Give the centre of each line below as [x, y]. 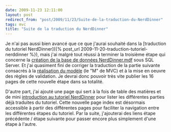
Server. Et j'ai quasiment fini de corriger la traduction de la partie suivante [83, 65]
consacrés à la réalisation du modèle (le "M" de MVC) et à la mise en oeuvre [86, 71]
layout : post [19, 15]
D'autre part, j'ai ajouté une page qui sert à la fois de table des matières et [83, 92]
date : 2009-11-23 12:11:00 [34, 10]
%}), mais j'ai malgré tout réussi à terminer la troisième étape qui [97, 55]
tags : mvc [16, 24]
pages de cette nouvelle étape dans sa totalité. [54, 82]
